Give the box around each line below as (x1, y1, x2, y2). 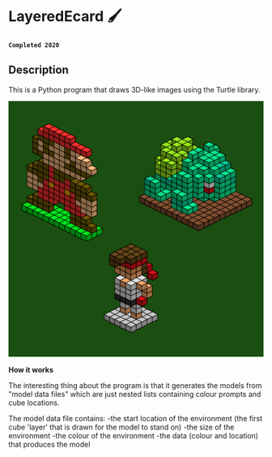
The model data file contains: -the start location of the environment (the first (8, 413, 263, 423)
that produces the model (8, 439, 91, 449)
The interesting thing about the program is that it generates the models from (8, 380, 262, 390)
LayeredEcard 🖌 (8, 7, 122, 26)
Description (8, 63, 69, 77)
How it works (8, 364, 54, 374)
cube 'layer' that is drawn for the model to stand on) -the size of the (8, 422, 235, 432)
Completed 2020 (8, 41, 60, 50)
